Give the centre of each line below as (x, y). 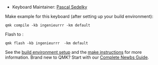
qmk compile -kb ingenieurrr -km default (48, 25)
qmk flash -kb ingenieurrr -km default (47, 43)
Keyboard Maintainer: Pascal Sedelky (50, 7)
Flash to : (14, 34)
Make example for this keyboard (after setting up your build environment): (79, 16)
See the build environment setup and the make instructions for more (74, 52)
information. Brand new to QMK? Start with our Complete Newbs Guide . (77, 57)
